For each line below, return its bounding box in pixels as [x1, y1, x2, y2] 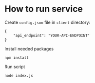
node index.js [4, 73, 34, 78]
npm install [4, 55, 29, 60]
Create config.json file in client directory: [4, 19, 91, 25]
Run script [4, 64, 25, 69]
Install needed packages [4, 46, 54, 51]
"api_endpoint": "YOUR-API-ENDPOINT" [13, 33, 90, 38]
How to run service [4, 3, 83, 15]
